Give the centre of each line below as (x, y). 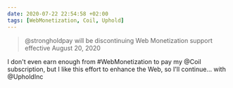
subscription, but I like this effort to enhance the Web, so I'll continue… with (117, 69)
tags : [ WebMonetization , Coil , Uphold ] (66, 20)
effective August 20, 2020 (62, 48)
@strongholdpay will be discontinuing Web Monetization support (118, 40)
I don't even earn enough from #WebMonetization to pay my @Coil (105, 61)
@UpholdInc (25, 76)
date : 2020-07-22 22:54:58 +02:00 (58, 14)
